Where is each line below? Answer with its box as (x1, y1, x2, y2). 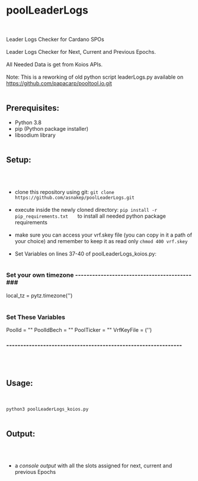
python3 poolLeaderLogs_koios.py (6, 406, 89, 412)
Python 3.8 (14, 119, 41, 126)
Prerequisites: (6, 103, 59, 113)
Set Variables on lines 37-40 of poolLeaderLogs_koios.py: (14, 250, 157, 257)
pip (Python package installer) (14, 125, 89, 132)
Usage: (6, 378, 34, 388)
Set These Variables (6, 313, 66, 321)
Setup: (6, 155, 31, 165)
